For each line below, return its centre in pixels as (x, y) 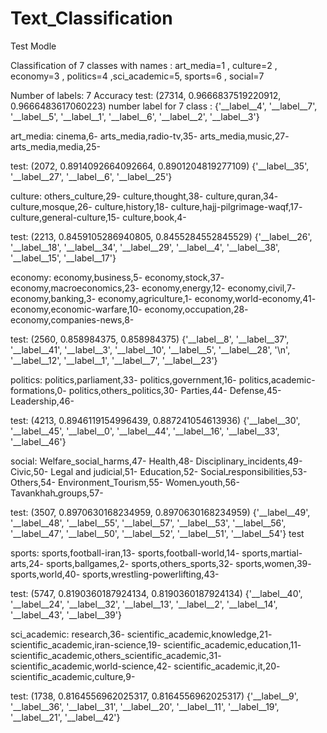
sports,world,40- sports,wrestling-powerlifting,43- (115, 574)
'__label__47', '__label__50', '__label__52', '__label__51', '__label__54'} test (157, 533)
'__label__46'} (38, 441)
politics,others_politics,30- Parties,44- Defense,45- (175, 390)
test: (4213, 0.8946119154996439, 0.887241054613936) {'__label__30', (155, 420)
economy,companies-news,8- (72, 319)
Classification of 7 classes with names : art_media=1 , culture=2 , (144, 65)
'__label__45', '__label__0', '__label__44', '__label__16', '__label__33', (145, 431)
